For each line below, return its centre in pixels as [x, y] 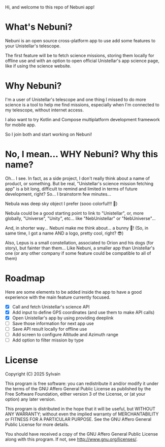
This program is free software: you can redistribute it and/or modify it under [82, 383]
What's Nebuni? [39, 27]
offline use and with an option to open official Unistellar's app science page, [82, 61]
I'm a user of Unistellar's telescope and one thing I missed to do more [76, 99]
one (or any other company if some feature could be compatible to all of [78, 253]
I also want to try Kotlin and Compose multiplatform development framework [82, 119]
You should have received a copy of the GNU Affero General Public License [82, 434]
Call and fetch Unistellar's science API [51, 307]
